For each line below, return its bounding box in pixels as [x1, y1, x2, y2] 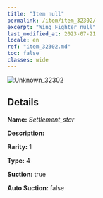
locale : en [7, 37, 40, 44]
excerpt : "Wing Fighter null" [7, 23, 97, 30]
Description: [7, 129, 44, 137]
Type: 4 [7, 156, 30, 165]
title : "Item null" [7, 10, 65, 18]
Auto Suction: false [7, 183, 65, 192]
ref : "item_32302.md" [7, 43, 71, 50]
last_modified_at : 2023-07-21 [7, 30, 97, 37]
